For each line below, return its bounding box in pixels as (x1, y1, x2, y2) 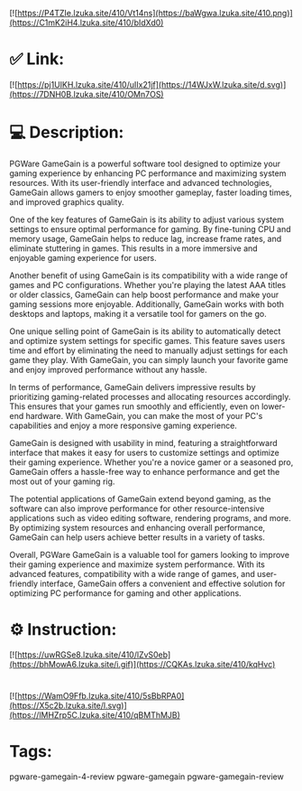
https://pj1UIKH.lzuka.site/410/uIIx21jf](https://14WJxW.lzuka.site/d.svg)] (17, 79, 287, 89)
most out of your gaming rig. (9, 476, 115, 487)
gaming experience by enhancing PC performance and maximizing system (9, 167, 287, 179)
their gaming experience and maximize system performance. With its (9, 559, 266, 570)
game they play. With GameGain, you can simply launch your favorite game (9, 354, 288, 365)
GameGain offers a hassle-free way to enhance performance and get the (9, 466, 280, 477)
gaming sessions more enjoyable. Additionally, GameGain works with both (9, 298, 285, 310)
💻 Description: (9, 122, 124, 143)
